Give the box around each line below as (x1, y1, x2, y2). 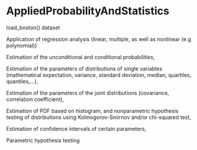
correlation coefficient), (6, 96, 64, 103)
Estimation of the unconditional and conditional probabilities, (6, 53, 155, 60)
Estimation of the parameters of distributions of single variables (6, 65, 162, 72)
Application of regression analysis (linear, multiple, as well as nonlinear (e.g (6, 35, 192, 42)
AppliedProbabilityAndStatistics (6, 4, 170, 18)
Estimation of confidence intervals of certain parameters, (6, 125, 147, 132)
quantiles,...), (6, 78, 39, 85)
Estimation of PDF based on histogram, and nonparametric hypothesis (6, 107, 179, 114)
